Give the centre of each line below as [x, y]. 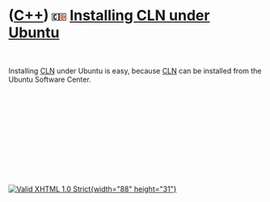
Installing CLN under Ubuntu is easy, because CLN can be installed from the [135, 70]
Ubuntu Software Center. [50, 79]
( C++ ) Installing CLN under [109, 16]
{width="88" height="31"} [133, 189]
